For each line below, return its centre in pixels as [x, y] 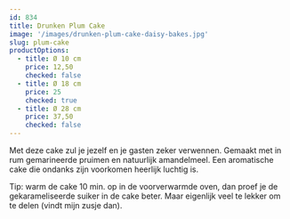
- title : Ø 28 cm [49, 109]
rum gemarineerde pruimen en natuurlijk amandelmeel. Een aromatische [141, 160]
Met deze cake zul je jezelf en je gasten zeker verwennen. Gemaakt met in [145, 150]
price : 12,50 [49, 68]
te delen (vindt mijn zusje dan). [66, 205]
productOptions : [39, 51]
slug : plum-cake [39, 42]
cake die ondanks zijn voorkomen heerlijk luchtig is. [104, 169]
